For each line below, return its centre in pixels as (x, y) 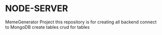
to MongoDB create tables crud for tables (48, 27)
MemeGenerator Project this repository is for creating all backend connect (81, 22)
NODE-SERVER (37, 9)
